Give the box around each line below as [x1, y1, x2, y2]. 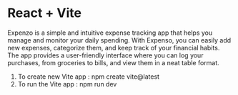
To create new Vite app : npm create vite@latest [17, 72, 159, 81]
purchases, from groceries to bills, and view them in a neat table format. [7, 58, 219, 67]
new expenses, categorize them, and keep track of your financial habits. [7, 43, 220, 52]
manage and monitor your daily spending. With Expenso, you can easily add [7, 35, 232, 44]
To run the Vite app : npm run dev [17, 79, 117, 88]
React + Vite [7, 5, 82, 21]
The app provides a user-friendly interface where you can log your [7, 51, 204, 60]
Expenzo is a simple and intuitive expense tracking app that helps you [7, 28, 213, 37]
